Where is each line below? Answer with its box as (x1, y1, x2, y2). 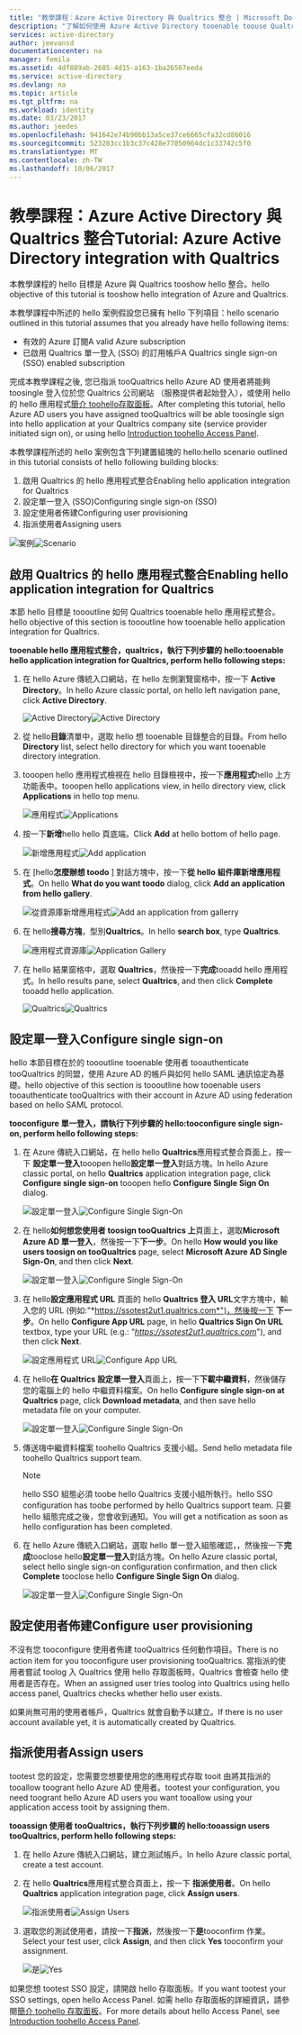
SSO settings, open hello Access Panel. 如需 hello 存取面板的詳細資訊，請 (9, 1994, 282, 2005)
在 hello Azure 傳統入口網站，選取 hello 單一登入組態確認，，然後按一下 (22, 1539, 285, 1550)
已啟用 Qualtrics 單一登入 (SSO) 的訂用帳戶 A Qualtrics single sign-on (22, 348, 278, 359)
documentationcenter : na (9, 47, 102, 56)
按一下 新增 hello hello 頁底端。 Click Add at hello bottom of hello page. (22, 828, 281, 839)
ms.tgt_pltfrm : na (9, 96, 78, 106)
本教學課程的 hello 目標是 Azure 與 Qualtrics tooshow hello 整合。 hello (9, 278, 270, 289)
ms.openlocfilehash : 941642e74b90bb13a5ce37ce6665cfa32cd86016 (9, 131, 252, 140)
